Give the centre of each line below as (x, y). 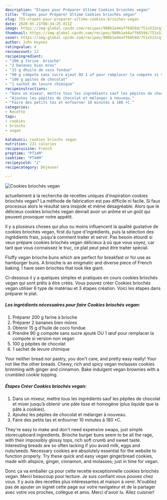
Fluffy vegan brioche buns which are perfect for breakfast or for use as (78, 257)
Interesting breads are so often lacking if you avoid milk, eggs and (73, 446)
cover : (12, 38)
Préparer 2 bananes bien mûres (45, 323)
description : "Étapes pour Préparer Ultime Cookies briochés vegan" (78, 10)
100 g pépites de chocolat (39, 344)
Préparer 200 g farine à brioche (45, 317)
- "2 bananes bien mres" (31, 65)
